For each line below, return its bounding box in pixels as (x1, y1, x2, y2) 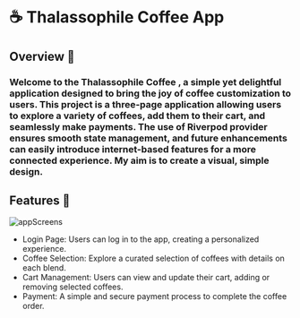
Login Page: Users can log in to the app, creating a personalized (21, 234, 260, 245)
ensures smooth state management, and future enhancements (9, 132, 288, 144)
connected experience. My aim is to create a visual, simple (9, 154, 270, 167)
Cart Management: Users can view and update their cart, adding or (21, 272, 270, 283)
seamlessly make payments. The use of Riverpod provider (9, 120, 268, 133)
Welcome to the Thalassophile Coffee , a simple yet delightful (9, 75, 282, 88)
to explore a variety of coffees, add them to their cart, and (9, 109, 266, 122)
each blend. (21, 262, 67, 273)
